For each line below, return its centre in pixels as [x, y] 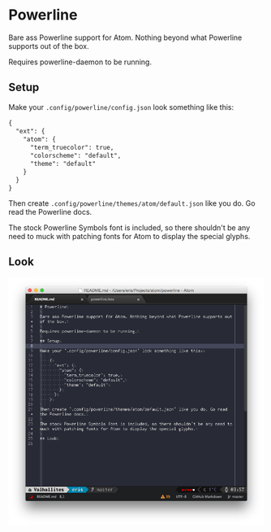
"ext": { [30, 131]
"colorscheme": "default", [75, 155]
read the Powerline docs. [50, 211]
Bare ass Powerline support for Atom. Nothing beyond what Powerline [125, 37]
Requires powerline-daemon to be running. [80, 62]
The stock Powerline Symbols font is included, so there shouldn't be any [129, 227]
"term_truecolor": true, [72, 147]
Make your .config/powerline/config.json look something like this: [121, 107]
